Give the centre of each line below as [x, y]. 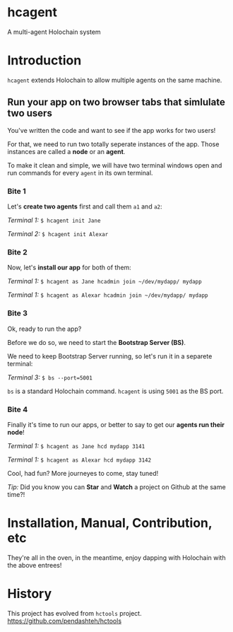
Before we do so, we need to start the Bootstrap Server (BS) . [96, 342]
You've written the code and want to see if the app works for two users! [112, 130]
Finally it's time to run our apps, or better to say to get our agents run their [116, 424]
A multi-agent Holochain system [54, 32]
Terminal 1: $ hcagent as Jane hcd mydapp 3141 [76, 445]
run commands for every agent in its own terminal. [80, 172]
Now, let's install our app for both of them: [70, 268]
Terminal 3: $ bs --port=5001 [50, 377]
